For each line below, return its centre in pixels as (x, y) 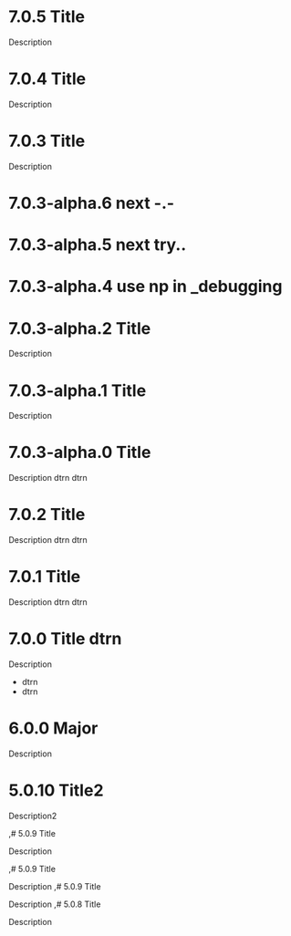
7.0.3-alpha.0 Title (80, 452)
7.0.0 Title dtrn (65, 639)
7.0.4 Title (47, 79)
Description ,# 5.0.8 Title (55, 904)
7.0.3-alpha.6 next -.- (92, 203)
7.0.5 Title (47, 17)
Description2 (33, 816)
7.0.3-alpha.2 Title (80, 328)
